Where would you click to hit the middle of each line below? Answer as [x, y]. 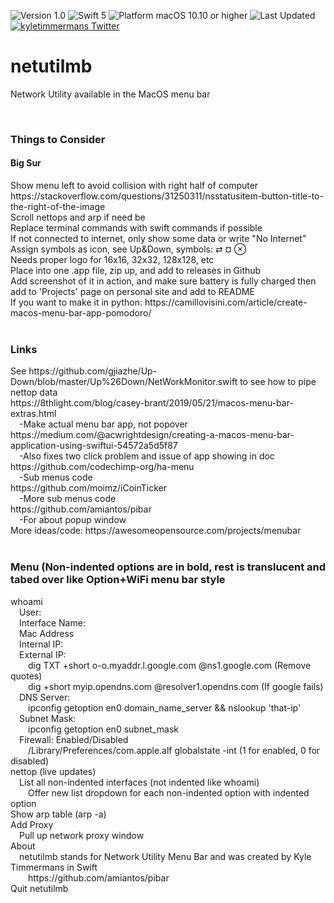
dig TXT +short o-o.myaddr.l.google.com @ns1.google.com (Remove [170, 665]
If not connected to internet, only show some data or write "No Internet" [158, 239]
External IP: [43, 654]
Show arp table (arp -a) [58, 814]
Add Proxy [32, 824]
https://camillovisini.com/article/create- [226, 302]
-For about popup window [73, 520]
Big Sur [26, 163]
